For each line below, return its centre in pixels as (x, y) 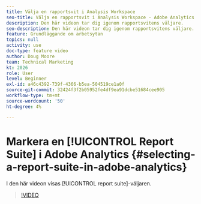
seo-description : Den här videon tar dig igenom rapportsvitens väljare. (100, 28)
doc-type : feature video (37, 51)
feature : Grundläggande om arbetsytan (55, 34)
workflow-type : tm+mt (33, 95)
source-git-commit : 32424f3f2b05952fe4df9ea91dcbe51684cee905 (85, 90)
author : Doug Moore (31, 56)
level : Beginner (26, 79)
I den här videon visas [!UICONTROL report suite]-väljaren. (79, 184)
